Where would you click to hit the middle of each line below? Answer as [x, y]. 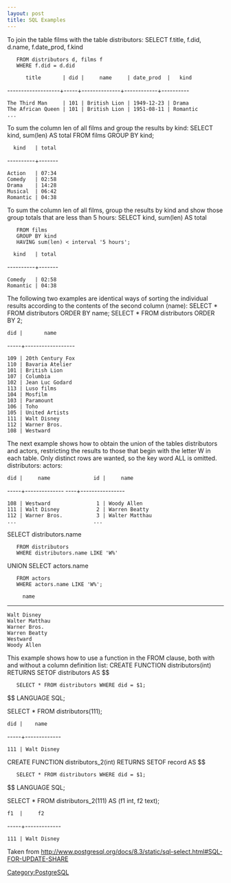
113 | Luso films [32, 388]
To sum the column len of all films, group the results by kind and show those [115, 210]
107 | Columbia [29, 376]
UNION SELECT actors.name [48, 565]
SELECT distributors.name [44, 534]
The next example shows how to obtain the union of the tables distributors [112, 443]
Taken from [23, 851]
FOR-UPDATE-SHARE [38, 859]
